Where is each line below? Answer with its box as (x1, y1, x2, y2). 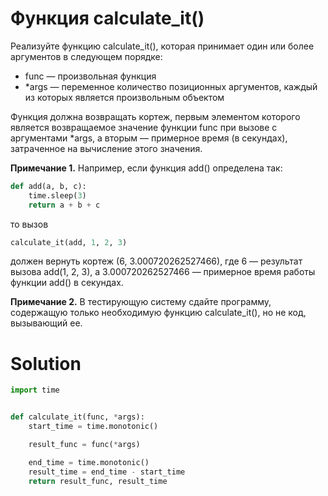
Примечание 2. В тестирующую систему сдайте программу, (10, 296, 272, 308)
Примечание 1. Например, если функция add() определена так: (10, 162, 283, 174)
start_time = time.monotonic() (28, 422, 159, 432)
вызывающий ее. (10, 317, 83, 329)
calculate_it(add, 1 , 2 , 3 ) (10, 237, 128, 247)
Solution (10, 352, 82, 375)
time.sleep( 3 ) (28, 190, 87, 201)
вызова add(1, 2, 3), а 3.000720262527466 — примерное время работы (10, 266, 316, 278)
